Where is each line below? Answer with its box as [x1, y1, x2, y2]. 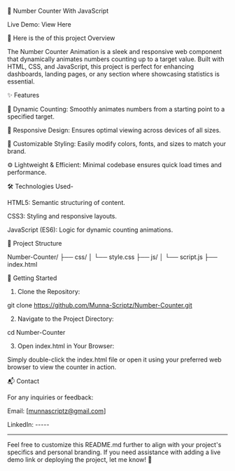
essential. [7, 77, 35, 86]
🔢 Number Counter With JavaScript [7, 7, 109, 15]
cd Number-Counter [7, 329, 66, 336]
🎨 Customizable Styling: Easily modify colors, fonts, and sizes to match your [7, 140, 227, 147]
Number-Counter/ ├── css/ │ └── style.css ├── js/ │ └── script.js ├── [7, 253, 218, 261]
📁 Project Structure [7, 239, 62, 247]
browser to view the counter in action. [7, 363, 117, 371]
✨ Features [7, 91, 40, 99]
